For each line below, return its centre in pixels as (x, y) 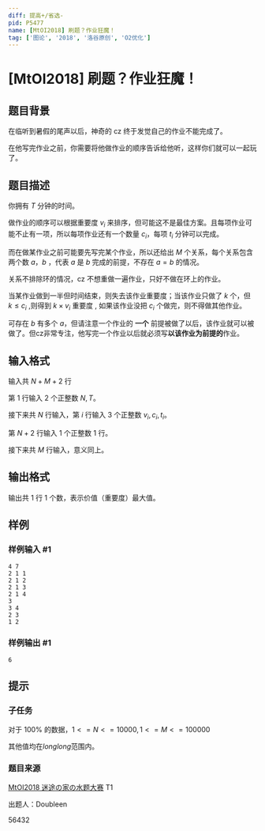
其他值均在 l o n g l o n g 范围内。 (54, 746)
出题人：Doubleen (38, 804)
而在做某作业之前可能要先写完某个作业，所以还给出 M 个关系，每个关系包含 (131, 252)
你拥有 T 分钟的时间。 (43, 206)
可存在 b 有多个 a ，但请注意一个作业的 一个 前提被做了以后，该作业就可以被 (131, 323)
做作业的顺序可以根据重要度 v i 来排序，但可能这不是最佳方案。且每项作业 (127, 224)
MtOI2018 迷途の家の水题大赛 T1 (61, 787)
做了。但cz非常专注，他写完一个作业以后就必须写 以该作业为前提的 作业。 (126, 334)
